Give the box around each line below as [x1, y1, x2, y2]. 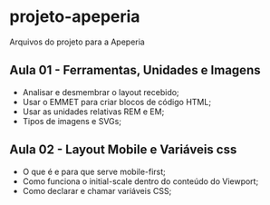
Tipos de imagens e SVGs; [22, 115, 122, 126]
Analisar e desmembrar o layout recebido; [22, 86, 179, 97]
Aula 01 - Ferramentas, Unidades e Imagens [9, 63, 261, 78]
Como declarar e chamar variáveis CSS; [22, 185, 172, 196]
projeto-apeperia [9, 6, 140, 27]
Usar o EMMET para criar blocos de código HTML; [22, 96, 211, 107]
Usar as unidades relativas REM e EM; [22, 106, 165, 117]
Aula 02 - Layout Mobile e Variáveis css [9, 142, 237, 158]
